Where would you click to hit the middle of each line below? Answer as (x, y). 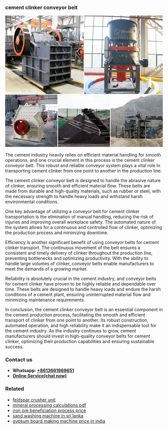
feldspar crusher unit (34, 399)
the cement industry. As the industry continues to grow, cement (71, 330)
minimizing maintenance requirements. (45, 299)
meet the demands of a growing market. (46, 268)
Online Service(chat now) (39, 376)
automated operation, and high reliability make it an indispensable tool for (81, 325)
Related (15, 389)
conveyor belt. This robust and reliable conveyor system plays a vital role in (83, 165)
